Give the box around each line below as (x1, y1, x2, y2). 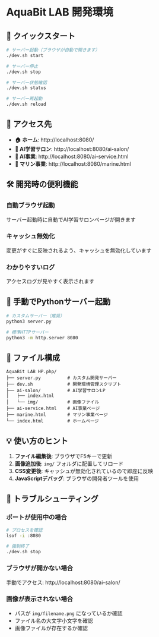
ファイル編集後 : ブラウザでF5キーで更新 (14, 453, 113, 460)
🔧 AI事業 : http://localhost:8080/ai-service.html (14, 153, 129, 160)
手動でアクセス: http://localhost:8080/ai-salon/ (6, 579, 120, 586)
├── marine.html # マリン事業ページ (6, 412, 108, 418)
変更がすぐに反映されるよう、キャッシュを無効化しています (6, 247, 152, 254)
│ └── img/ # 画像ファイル (6, 399, 100, 405)
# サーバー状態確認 (6, 80, 47, 86)
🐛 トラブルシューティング (6, 494, 99, 504)
